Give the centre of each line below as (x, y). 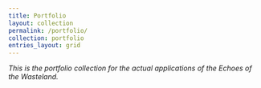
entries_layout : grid (45, 46)
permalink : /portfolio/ (48, 30)
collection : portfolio (46, 38)
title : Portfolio (37, 16)
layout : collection (41, 23)
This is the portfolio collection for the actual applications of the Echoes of (130, 68)
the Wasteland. (33, 77)
